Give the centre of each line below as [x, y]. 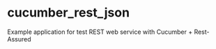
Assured [19, 39]
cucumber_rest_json [69, 13]
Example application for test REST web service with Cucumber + [100, 32]
